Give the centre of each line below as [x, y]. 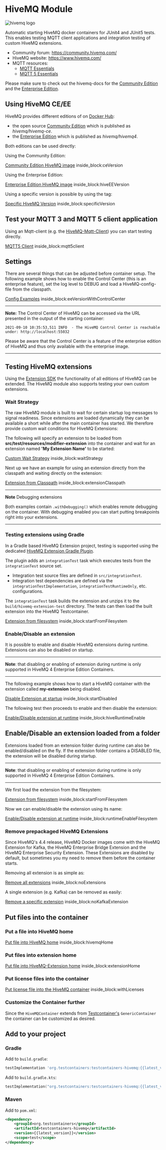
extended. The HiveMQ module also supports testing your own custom [77, 384]
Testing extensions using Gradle [45, 535]
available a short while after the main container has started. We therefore [79, 423]
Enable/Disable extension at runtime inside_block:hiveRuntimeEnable [75, 718]
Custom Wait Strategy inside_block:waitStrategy [54, 458]
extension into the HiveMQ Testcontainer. [47, 611]
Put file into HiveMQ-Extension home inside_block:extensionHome [73, 966]
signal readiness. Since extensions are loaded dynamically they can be [77, 418]
